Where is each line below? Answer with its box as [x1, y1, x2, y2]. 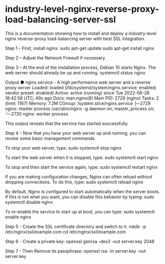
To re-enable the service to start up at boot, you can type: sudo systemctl [5, 209, 155, 214]
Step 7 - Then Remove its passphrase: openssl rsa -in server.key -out [5, 248, 146, 254]
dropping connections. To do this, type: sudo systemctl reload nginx [5, 179, 144, 185]
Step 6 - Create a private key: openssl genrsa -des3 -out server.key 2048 [5, 238, 155, 244]
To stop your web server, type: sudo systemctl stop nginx [5, 145, 122, 151]
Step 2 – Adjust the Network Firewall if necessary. [5, 54, 106, 60]
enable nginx [5, 214, 32, 220]
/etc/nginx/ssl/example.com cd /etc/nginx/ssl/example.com [5, 229, 126, 235]
